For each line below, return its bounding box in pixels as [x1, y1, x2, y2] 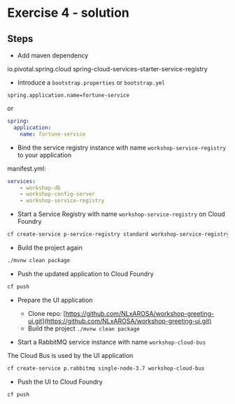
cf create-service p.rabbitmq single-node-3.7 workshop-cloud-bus [7, 365, 205, 372]
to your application [17, 150, 72, 159]
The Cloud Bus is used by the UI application [7, 351, 134, 359]
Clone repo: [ [27, 309, 66, 317]
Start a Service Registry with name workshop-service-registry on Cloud [17, 210, 225, 218]
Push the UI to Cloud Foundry [17, 377, 103, 386]
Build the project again [17, 243, 83, 252]
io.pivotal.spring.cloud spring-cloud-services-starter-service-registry [7, 65, 208, 73]
